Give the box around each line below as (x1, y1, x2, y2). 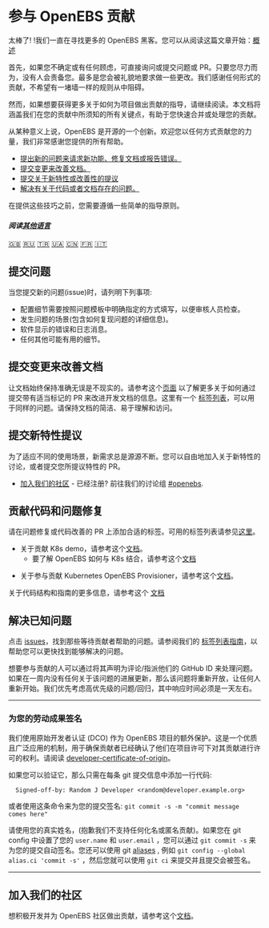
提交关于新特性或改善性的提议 (19, 173, 118, 183)
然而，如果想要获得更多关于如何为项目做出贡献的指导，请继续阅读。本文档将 (8, 99, 261, 109)
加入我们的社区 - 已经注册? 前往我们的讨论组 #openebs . (19, 478, 204, 488)
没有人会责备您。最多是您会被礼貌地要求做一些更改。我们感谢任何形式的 (22, 72, 261, 82)
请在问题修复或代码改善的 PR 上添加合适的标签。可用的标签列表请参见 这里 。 (8, 527, 260, 537)
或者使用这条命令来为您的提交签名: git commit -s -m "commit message (8, 801, 240, 810)
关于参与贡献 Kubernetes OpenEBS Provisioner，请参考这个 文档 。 (19, 571, 238, 581)
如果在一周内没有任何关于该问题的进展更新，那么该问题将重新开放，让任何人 (8, 674, 261, 684)
